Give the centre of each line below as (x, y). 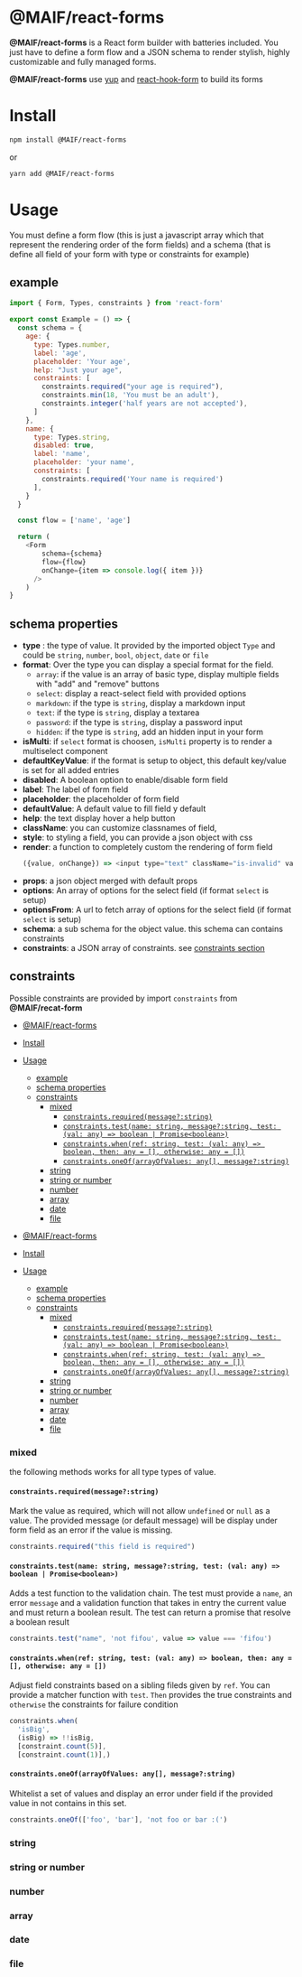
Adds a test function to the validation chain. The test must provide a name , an (151, 1593)
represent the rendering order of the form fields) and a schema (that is (140, 244)
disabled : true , (64, 445)
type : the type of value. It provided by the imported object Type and (149, 646)
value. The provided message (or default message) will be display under (143, 1521)
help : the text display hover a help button (99, 818)
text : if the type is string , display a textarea (118, 713)
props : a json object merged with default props (110, 881)
